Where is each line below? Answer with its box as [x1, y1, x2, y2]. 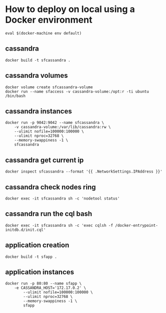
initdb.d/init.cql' [5, 227, 46, 232]
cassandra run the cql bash [5, 210, 92, 218]
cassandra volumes [5, 71, 68, 80]
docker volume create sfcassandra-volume [5, 84, 93, 90]
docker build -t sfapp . [5, 254, 57, 259]
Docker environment [5, 14, 93, 26]
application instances [5, 268, 74, 276]
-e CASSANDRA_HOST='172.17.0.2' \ [14, 285, 86, 290]
